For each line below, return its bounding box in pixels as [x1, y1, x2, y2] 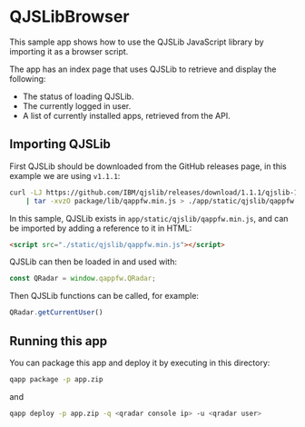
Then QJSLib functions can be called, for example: [9, 291, 200, 302]
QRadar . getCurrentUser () [9, 308, 103, 317]
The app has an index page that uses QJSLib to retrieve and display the [9, 64, 277, 74]
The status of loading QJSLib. [22, 91, 134, 102]
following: [9, 73, 46, 84]
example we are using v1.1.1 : [9, 170, 121, 181]
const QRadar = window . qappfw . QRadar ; [9, 274, 156, 283]
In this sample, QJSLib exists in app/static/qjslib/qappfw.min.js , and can [9, 213, 289, 223]
